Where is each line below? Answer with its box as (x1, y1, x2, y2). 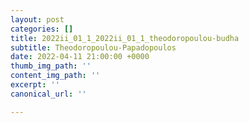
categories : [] (10, 24, 74, 34)
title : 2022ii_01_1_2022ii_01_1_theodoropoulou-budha (10, 33, 240, 43)
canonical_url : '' (10, 89, 87, 99)
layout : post (10, 14, 65, 25)
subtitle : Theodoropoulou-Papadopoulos (10, 42, 177, 53)
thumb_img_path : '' (10, 61, 92, 71)
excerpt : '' (10, 80, 60, 90)
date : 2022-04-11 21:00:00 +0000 (10, 52, 150, 62)
